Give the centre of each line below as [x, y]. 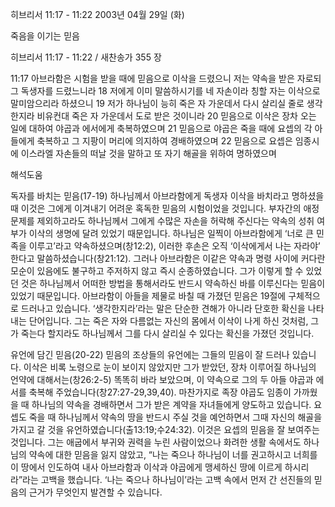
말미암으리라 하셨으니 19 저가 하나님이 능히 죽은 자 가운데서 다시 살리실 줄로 [157, 103]
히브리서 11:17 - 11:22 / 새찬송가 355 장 [86, 57]
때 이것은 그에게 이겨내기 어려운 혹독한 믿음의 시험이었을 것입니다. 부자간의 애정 [165, 208]
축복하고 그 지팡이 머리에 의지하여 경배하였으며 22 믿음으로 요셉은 [164, 141]
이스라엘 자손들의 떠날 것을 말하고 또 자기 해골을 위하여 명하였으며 [148, 153]
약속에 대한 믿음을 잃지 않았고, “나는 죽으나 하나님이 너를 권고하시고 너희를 [173, 454]
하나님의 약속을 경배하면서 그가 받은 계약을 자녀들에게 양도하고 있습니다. [171, 404]
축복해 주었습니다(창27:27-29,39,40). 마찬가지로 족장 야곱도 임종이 [160, 392]
